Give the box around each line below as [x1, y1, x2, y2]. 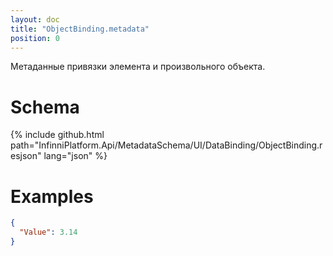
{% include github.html [10, 129, 105, 141]
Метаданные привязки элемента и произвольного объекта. [10, 61, 266, 73]
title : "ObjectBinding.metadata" [10, 24, 150, 34]
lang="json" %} [43, 150, 108, 162]
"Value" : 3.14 [19, 227, 78, 238]
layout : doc [10, 14, 60, 25]
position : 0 [10, 33, 60, 43]
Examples [10, 185, 94, 208]
